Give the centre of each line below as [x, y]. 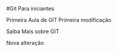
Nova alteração [25, 43]
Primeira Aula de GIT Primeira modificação [59, 20]
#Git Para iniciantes [30, 9]
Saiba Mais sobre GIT [33, 31]
